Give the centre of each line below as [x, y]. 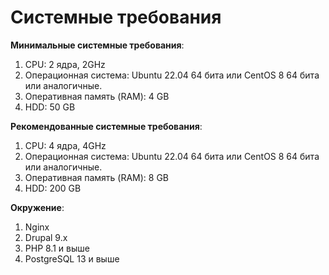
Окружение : [37, 207]
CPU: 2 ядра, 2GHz [65, 64]
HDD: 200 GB [53, 188]
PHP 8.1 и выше [57, 248]
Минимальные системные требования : [97, 45]
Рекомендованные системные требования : [106, 126]
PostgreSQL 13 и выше [72, 258]
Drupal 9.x [46, 237]
